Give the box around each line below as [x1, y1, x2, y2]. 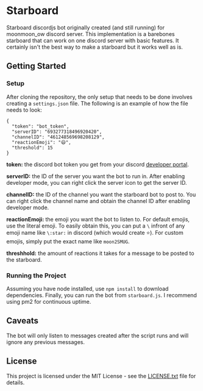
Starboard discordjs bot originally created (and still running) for [6, 24, 165, 31]
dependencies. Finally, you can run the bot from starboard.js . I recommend [6, 291, 197, 299]
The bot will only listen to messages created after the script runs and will [6, 332, 189, 339]
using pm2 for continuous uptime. [6, 298, 91, 305]
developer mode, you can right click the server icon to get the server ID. [6, 179, 187, 186]
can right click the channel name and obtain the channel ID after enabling [6, 197, 190, 204]
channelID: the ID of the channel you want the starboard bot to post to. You [6, 190, 196, 198]
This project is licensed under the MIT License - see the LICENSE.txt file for [6, 372, 196, 379]
